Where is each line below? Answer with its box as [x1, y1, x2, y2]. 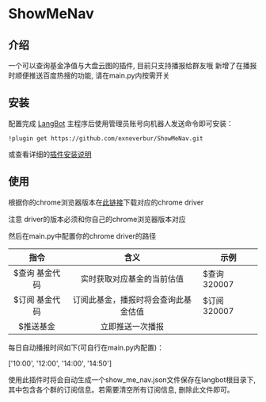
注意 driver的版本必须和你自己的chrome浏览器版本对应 [8, 214, 186, 224]
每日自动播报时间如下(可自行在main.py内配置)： [8, 343, 165, 352]
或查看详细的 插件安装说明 [8, 149, 92, 159]
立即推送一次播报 [100, 320, 165, 331]
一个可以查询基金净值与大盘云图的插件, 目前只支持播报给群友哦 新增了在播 [8, 61, 250, 70]
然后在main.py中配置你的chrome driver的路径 [8, 231, 157, 240]
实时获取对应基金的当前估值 [80, 273, 184, 284]
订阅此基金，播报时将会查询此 [72, 294, 184, 305]
